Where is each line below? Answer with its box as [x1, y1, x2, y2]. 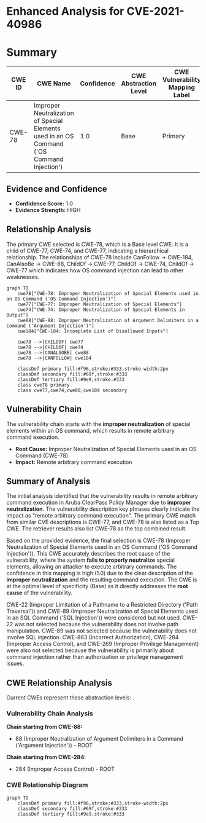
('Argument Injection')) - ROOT [15, 742, 93, 749]
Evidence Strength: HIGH [15, 206, 81, 213]
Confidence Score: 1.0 [15, 200, 74, 207]
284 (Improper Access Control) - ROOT [15, 765, 115, 773]
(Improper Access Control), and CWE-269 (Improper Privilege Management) [6, 640, 199, 648]
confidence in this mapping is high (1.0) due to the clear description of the [6, 570, 193, 577]
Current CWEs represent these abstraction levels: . [6, 694, 135, 701]
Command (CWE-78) [15, 452, 69, 459]
